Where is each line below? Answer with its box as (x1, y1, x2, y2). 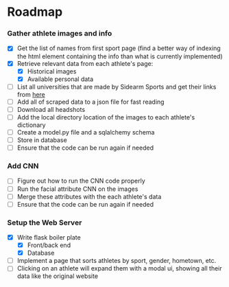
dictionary (16, 121, 46, 129)
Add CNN (7, 161, 39, 171)
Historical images (27, 67, 77, 76)
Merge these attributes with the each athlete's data (16, 192, 162, 200)
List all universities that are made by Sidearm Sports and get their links (16, 82, 217, 91)
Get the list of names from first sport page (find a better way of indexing (16, 44, 221, 52)
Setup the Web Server (7, 218, 82, 227)
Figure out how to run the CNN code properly (16, 176, 145, 185)
